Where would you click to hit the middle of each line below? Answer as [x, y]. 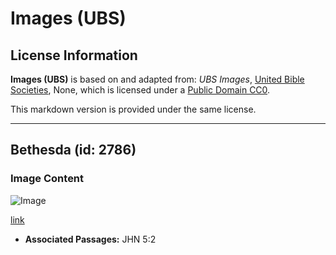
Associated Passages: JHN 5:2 [90, 239]
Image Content [47, 179]
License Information [74, 55]
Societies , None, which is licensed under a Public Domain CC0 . [140, 90]
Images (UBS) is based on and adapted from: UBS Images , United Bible [157, 79]
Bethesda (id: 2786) [73, 150]
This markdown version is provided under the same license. [133, 109]
